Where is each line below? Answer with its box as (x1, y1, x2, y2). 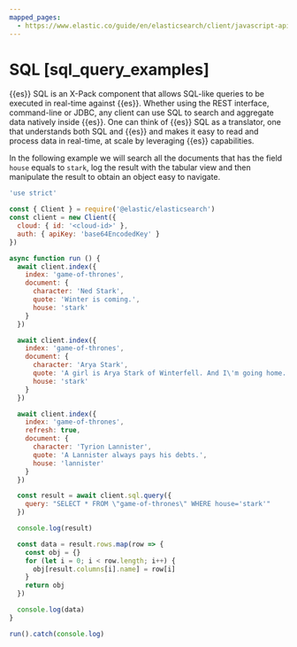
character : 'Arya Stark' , (32, 361, 128, 370)
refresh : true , (25, 426, 81, 435)
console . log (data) (17, 605, 86, 614)
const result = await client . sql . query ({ (17, 491, 172, 501)
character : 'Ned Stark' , (32, 287, 125, 296)
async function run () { (9, 253, 101, 262)
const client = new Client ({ (9, 214, 117, 222)
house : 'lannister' (32, 458, 104, 468)
